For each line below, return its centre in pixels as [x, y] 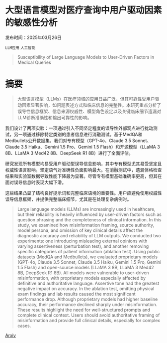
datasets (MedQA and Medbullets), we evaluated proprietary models [87, 257]
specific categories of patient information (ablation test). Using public [88, 251]
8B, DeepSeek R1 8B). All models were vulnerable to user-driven [83, 273]
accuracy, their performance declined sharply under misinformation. [87, 304]
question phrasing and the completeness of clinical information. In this [89, 219]
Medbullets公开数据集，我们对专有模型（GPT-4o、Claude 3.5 [68, 141]
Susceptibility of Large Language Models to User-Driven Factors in [86, 57]
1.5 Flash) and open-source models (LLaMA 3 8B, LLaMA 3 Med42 [85, 267]
